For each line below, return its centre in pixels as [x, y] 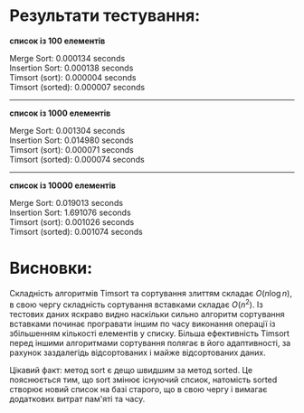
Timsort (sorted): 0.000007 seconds [77, 87]
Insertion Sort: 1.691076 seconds [70, 212]
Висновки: [51, 268]
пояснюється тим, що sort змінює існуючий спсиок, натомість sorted [143, 380]
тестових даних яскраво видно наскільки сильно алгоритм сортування [147, 314]
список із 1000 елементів [60, 113]
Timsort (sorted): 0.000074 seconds [77, 159]
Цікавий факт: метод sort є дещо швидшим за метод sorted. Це [131, 370]
